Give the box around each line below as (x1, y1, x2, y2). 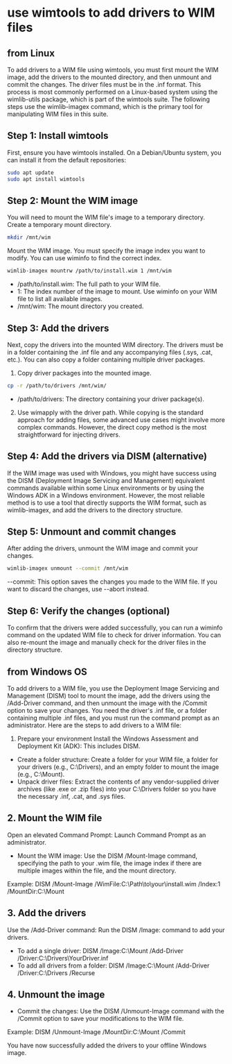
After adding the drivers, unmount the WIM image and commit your (7, 544, 199, 552)
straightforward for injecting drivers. (17, 430, 121, 439)
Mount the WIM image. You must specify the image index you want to (7, 246, 206, 255)
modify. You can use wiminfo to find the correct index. (7, 254, 162, 262)
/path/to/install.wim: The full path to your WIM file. (17, 280, 161, 289)
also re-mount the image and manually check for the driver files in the (7, 639, 206, 647)
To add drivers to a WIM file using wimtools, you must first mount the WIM (7, 66, 219, 74)
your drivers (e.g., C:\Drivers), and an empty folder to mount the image (17, 762, 220, 771)
